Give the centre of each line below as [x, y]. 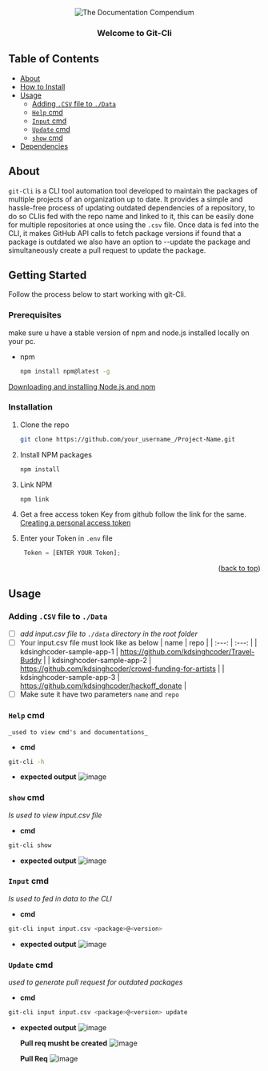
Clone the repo [44, 425]
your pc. [22, 341]
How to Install [42, 86]
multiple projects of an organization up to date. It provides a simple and [126, 199]
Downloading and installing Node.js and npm [82, 386]
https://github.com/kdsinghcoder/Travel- [187, 652]
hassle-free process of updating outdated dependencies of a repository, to [132, 207]
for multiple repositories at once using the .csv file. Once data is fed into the [134, 225]
